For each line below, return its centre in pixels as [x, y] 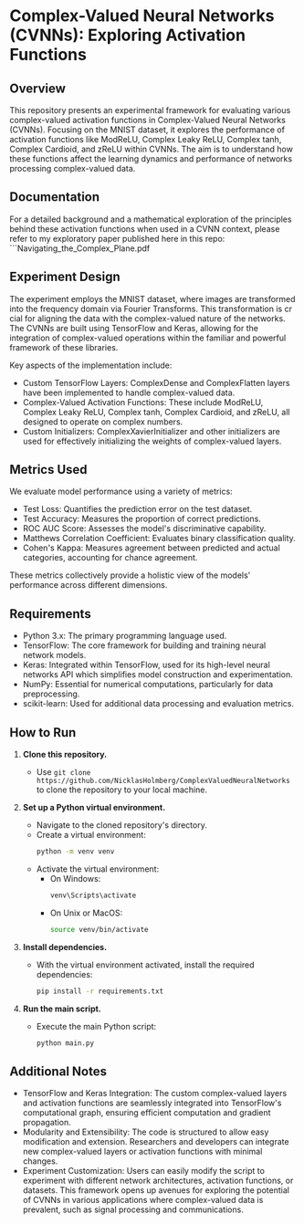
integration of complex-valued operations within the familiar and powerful [148, 338]
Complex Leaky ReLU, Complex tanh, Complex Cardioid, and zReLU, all [156, 412]
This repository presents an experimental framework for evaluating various [150, 110]
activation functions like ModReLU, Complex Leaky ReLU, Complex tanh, [146, 139]
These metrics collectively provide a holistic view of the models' [130, 575]
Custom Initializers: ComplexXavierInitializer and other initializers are [151, 431]
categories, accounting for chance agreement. [110, 558]
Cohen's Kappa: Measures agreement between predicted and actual [151, 548]
